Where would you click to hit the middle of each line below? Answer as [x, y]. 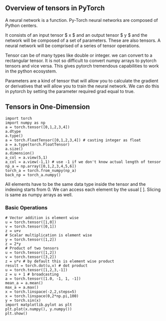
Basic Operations [26, 207]
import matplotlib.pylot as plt [39, 305]
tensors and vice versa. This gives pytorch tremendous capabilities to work [82, 66]
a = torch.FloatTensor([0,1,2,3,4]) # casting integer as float [73, 140]
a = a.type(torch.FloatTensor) [38, 144]
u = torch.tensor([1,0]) [31, 222]
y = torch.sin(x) [23, 300]
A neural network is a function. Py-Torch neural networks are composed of [82, 20]
